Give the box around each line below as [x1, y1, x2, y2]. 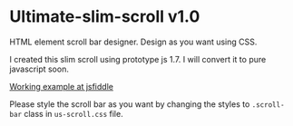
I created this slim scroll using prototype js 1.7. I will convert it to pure [9, 53, 267, 64]
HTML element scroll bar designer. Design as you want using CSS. [9, 36, 258, 47]
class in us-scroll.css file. [24, 108, 124, 119]
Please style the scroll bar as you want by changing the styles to [9, 98, 250, 110]
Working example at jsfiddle [9, 81, 113, 92]
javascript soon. [9, 63, 70, 74]
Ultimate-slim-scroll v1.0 [9, 6, 200, 27]
